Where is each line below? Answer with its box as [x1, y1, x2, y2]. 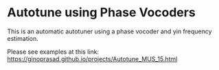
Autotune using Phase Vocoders [7, 5, 196, 20]
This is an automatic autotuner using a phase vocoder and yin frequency [7, 27, 212, 35]
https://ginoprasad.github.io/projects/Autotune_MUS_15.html [7, 54, 178, 63]
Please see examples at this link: [7, 48, 100, 56]
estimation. [7, 34, 39, 42]
